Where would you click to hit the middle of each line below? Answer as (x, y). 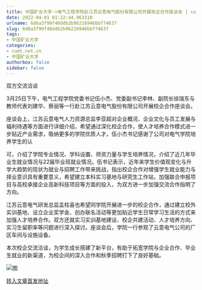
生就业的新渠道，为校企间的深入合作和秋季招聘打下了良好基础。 (85, 255)
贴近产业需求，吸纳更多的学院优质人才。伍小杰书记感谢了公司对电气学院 (101, 134)
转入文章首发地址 (27, 281)
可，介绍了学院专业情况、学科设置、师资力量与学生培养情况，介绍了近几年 (98, 154)
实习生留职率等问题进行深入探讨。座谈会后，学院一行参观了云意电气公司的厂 (101, 227)
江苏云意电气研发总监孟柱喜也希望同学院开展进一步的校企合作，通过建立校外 (101, 205)
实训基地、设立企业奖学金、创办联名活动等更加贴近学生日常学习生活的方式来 (101, 212)
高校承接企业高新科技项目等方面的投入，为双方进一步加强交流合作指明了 (106, 184)
